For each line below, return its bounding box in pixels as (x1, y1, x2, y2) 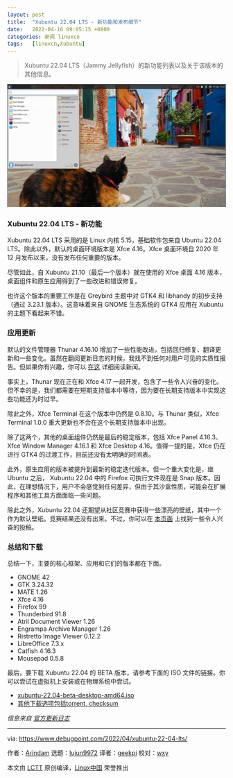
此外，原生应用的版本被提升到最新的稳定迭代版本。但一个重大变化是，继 (7, 465, 214, 473)
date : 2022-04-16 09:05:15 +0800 (7, 26, 110, 33)
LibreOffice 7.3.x (17, 639, 64, 648)
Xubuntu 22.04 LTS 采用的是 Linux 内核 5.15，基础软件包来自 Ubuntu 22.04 (7, 236, 222, 244)
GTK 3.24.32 (17, 580, 54, 589)
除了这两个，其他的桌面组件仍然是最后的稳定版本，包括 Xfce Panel (7, 432, 198, 441)
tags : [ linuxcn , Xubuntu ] (7, 40, 85, 48)
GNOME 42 (17, 573, 51, 582)
